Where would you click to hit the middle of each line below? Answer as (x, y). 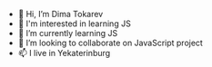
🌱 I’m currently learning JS (68, 33)
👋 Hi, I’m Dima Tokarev (61, 14)
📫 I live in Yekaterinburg (64, 53)
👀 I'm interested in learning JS (75, 24)
